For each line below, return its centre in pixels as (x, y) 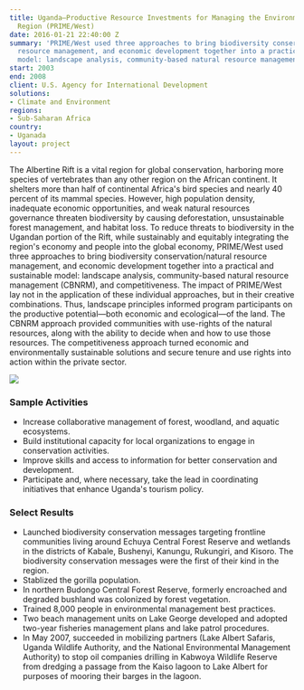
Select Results (42, 512)
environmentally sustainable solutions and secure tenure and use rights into (150, 352)
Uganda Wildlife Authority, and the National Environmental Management (157, 647)
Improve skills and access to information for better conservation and (150, 460)
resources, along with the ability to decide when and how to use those (140, 333)
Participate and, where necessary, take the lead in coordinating (140, 479)
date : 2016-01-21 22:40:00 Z (64, 34)
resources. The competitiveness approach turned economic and (129, 342)
